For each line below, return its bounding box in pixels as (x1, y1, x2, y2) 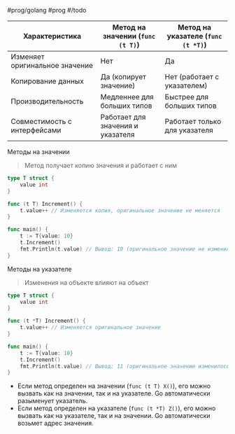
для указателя (164, 125, 213, 135)
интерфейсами (10, 125, 62, 135)
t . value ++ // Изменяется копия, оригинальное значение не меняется (20, 206, 220, 214)
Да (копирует (100, 72, 147, 81)
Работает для (100, 112, 146, 122)
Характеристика (23, 31, 82, 41)
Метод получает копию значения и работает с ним (24, 161, 177, 169)
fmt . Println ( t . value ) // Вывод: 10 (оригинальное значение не (20, 245, 205, 253)
